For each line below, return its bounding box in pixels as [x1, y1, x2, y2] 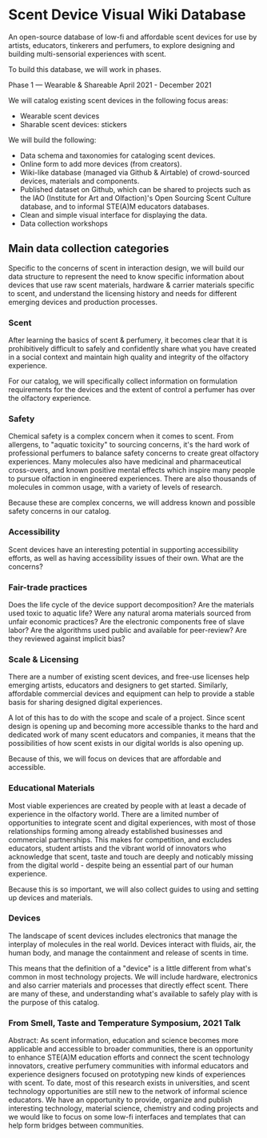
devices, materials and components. [19, 176, 140, 186]
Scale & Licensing [8, 654, 79, 665]
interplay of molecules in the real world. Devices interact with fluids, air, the [8, 939, 257, 949]
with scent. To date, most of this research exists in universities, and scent [8, 1078, 250, 1088]
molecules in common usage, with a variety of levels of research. [8, 483, 223, 492]
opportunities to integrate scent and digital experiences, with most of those [8, 818, 256, 827]
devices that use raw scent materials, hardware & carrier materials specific [8, 280, 255, 290]
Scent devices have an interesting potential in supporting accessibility [8, 544, 239, 554]
